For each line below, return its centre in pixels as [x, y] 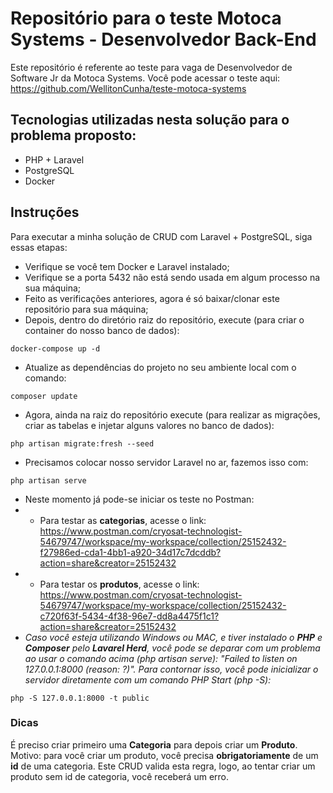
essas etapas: [39, 247]
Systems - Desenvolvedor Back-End [163, 39]
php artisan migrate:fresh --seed [82, 443]
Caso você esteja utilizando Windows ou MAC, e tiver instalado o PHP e [173, 637]
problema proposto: [73, 135]
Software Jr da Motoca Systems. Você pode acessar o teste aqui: [145, 78]
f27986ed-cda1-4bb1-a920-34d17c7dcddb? [130, 552]
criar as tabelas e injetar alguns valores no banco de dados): [149, 425]
